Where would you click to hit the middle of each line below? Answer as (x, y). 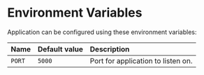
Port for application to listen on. (141, 60)
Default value (60, 49)
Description (110, 49)
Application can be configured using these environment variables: (102, 32)
